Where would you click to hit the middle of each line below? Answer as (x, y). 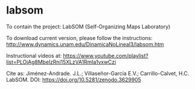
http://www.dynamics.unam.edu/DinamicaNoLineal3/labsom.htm (85, 44)
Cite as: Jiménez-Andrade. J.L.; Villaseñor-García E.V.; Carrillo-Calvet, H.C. (98, 73)
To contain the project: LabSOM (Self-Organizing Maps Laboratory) (88, 27)
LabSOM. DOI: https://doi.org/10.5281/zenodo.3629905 (73, 80)
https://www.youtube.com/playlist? (106, 55)
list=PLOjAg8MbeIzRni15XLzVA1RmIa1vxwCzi (61, 62)
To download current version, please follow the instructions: (79, 38)
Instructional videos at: (34, 55)
